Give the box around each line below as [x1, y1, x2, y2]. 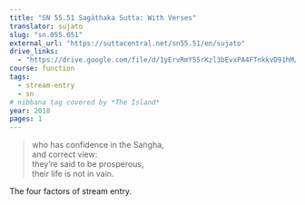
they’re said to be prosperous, [31, 159, 144, 170]
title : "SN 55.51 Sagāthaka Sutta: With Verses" [9, 13, 197, 23]
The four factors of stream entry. [9, 186, 132, 197]
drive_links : [9, 47, 59, 56]
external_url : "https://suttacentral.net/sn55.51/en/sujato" [9, 38, 246, 48]
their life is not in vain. [31, 169, 114, 180]
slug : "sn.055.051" [9, 30, 84, 39]
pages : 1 [9, 114, 43, 123]
